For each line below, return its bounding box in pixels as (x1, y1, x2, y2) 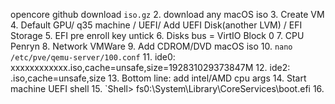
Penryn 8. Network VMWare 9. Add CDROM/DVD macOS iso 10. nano (10, 40, 293, 52)
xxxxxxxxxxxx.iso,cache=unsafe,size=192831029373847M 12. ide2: (10, 62, 291, 73)
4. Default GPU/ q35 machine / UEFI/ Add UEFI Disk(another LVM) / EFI (10, 19, 303, 31)
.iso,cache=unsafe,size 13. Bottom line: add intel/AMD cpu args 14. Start (10, 72, 307, 84)
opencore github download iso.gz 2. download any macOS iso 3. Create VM (10, 9, 325, 20)
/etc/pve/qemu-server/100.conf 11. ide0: (10, 51, 176, 63)
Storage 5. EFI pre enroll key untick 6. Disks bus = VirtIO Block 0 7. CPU (10, 30, 305, 41)
